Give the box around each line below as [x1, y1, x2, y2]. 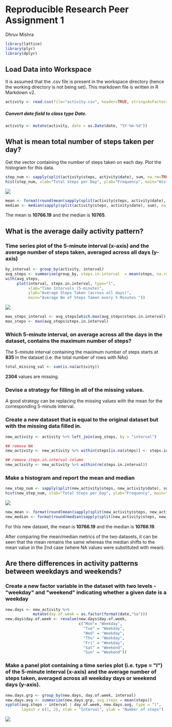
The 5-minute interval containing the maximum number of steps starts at [5, 349, 159, 355]
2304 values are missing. [5, 374, 59, 380]
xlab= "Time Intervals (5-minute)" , [28, 286, 104, 291]
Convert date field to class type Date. [5, 110, 87, 116]
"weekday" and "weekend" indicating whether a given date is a [5, 589, 167, 596]
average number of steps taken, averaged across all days [5, 248, 151, 255]
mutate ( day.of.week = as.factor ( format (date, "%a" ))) [32, 612, 147, 617]
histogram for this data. [5, 164, 55, 170]
